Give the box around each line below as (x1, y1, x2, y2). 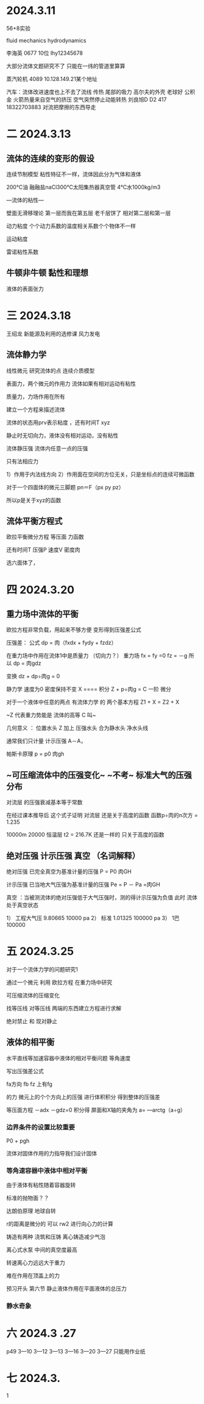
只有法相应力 (6, 458, 38, 465)
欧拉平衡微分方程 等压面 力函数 (6, 533, 84, 541)
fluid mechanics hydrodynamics (6, 37, 86, 44)
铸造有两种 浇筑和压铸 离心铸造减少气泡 (6, 1233, 105, 1241)
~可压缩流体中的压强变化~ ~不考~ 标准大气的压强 (6, 770, 192, 780)
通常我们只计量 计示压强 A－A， (6, 737, 86, 745)
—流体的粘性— (6, 196, 44, 204)
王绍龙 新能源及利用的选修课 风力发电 (6, 330, 100, 337)
